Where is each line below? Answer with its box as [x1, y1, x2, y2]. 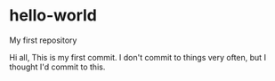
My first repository [9, 35, 77, 45]
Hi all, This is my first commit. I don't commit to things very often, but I [9, 52, 267, 62]
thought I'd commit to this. [9, 61, 106, 72]
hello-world [9, 5, 98, 26]
